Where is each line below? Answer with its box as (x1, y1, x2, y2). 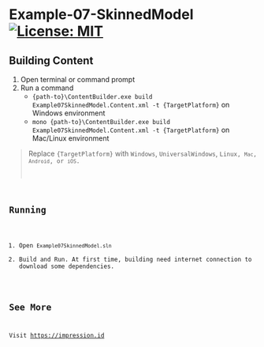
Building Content (9, 54, 94, 67)
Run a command (20, 83, 74, 92)
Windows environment (32, 108, 106, 118)
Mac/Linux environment (32, 134, 110, 143)
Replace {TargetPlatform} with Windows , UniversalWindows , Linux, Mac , (28, 149, 258, 158)
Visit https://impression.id (9, 332, 105, 340)
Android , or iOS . (28, 157, 80, 165)
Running (9, 204, 46, 215)
